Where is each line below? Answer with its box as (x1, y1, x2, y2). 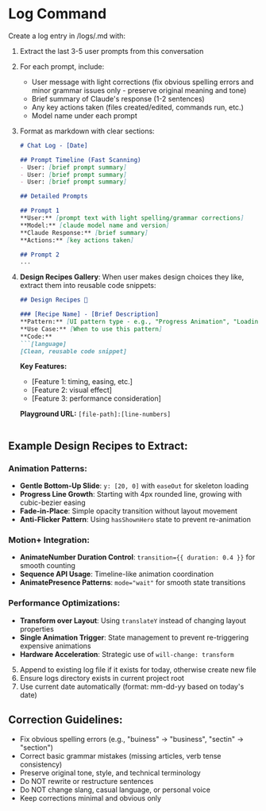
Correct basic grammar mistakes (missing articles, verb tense (19, 751, 222, 760)
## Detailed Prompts (19, 192, 88, 201)
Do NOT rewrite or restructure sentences (19, 776, 154, 786)
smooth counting (19, 561, 75, 571)
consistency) (19, 759, 63, 769)
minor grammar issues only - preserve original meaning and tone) (31, 85, 247, 95)
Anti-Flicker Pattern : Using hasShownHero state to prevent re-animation (19, 515, 252, 525)
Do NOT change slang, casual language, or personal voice (19, 785, 210, 794)
